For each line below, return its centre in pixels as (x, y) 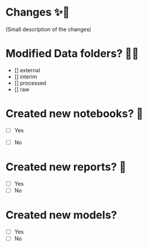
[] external (27, 70)
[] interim (26, 76)
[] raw (22, 89)
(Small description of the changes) (48, 29)
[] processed (30, 83)
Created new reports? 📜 (66, 167)
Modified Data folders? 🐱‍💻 (72, 54)
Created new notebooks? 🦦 (75, 114)
